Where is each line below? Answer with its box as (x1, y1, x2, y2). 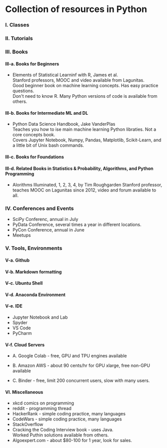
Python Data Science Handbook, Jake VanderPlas (12, 121, 115, 127)
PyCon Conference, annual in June (12, 227, 85, 233)
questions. (12, 88, 34, 94)
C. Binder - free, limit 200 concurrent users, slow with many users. (12, 377, 150, 384)
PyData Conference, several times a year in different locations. (12, 221, 141, 228)
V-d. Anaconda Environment (5, 292, 66, 298)
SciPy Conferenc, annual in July (12, 216, 78, 222)
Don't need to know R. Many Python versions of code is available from (12, 93, 157, 99)
